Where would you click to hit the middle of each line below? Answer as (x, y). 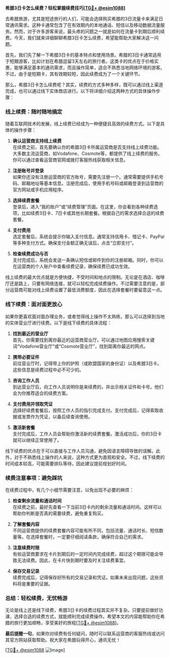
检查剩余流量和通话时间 (37, 500)
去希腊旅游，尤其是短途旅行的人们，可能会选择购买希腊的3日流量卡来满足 (82, 19)
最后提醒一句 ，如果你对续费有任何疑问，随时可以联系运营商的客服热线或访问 (85, 634)
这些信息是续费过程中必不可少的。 (48, 369)
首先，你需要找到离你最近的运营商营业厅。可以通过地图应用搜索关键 (83, 340)
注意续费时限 (26, 547)
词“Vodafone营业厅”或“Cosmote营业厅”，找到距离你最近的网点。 (80, 346)
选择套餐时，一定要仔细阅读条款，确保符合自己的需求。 (88, 537)
